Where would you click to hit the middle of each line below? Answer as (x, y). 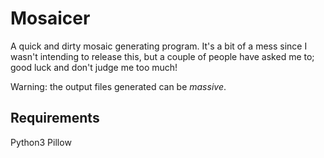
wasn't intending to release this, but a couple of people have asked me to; (162, 56)
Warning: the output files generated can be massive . (118, 86)
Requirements (55, 118)
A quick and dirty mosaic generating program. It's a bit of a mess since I (159, 46)
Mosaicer (50, 18)
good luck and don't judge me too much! (94, 67)
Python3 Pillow (41, 142)
